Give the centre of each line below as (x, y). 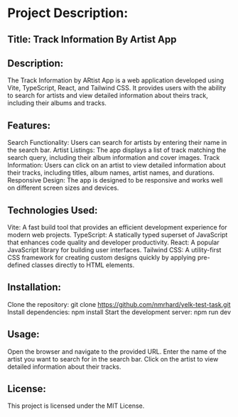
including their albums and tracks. (57, 103)
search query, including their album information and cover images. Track (114, 158)
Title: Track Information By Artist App (92, 39)
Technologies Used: (53, 210)
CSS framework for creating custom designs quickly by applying (102, 258)
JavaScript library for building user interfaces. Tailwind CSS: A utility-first (114, 250)
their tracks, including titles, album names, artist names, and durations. (111, 173)
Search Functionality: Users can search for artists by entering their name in (117, 143)
